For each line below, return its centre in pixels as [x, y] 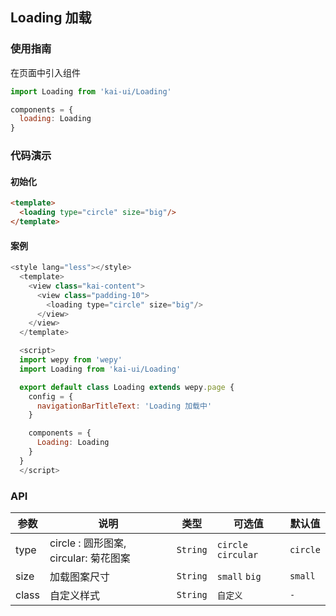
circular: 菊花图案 [90, 558]
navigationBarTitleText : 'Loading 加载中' [124, 406]
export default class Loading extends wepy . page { [127, 387]
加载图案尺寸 [79, 576]
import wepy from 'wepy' [71, 360]
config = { [51, 396]
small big [239, 576]
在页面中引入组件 [45, 72]
